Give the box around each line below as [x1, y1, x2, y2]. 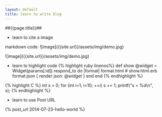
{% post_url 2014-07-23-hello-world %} [5, 106, 85, 112]
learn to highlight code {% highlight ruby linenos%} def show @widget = [12, 63, 158, 68]
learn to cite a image [12, 34, 53, 40]
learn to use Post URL [12, 97, 56, 102]
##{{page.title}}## [5, 25, 42, 31]
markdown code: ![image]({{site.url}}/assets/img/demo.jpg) [5, 44, 124, 50]
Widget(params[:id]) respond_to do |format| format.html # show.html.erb [12, 67, 158, 73]
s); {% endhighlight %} [5, 87, 51, 93]
